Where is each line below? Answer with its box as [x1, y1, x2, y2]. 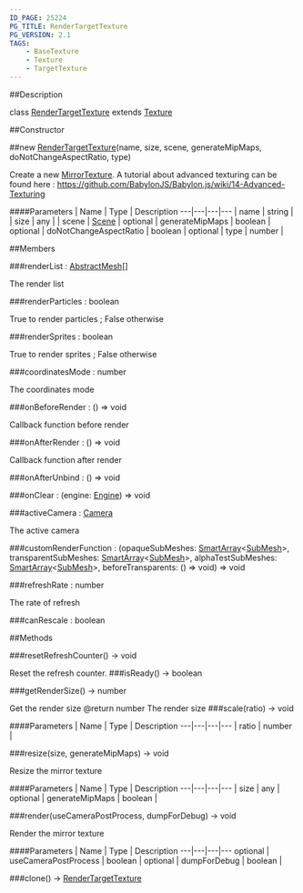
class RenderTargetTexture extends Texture [9, 106, 173, 117]
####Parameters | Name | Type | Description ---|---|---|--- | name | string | [9, 206, 294, 216]
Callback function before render [9, 419, 129, 430]
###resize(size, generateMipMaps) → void [9, 748, 170, 758]
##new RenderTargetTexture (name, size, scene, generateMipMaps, [9, 142, 262, 153]
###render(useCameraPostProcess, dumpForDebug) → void [9, 810, 237, 821]
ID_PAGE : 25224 [9, 13, 67, 23]
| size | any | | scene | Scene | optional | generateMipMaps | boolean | [9, 216, 271, 226]
